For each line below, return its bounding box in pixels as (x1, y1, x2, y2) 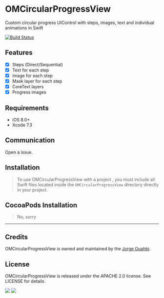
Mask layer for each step (12, 78, 62, 84)
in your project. (17, 187, 48, 193)
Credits (5, 233, 28, 241)
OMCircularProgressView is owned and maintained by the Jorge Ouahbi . (5, 246, 151, 252)
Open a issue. (5, 149, 33, 155)
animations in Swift (5, 25, 43, 30)
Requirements (5, 104, 49, 112)
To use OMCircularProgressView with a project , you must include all (17, 176, 155, 182)
